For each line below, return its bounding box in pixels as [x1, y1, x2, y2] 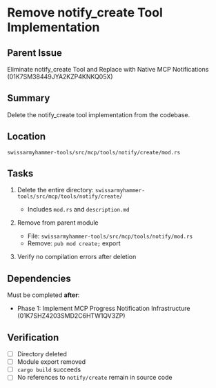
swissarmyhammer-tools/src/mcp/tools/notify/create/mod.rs [7, 149, 181, 156]
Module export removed [17, 358, 86, 366]
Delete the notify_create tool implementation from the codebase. [7, 110, 190, 119]
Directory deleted [17, 350, 68, 358]
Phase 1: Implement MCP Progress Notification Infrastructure [17, 305, 190, 313]
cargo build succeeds [17, 365, 81, 374]
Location [7, 131, 46, 143]
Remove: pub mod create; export [27, 239, 121, 247]
